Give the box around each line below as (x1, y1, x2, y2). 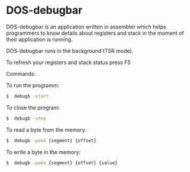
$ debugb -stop (6, 115, 46, 122)
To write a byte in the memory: (6, 148, 81, 155)
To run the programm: (6, 81, 60, 89)
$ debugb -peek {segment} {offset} (6, 138, 96, 144)
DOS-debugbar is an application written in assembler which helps (6, 23, 167, 30)
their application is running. (6, 36, 73, 43)
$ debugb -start (6, 93, 49, 99)
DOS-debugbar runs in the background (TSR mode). (6, 47, 134, 54)
